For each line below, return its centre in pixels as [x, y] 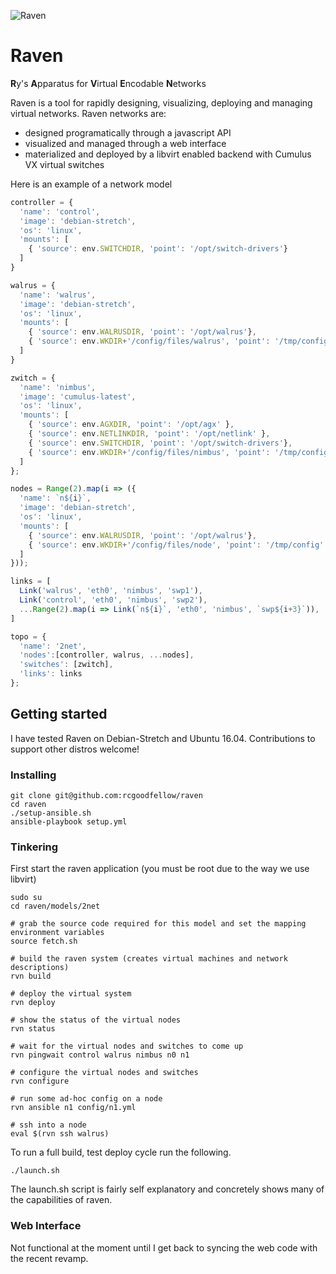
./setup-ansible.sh [51, 813]
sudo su [26, 898]
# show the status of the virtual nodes [96, 1020]
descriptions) [40, 968]
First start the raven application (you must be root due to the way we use [160, 869]
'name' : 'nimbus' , [58, 387]
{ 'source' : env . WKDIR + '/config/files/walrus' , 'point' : [149, 341]
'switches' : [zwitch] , [66, 665]
